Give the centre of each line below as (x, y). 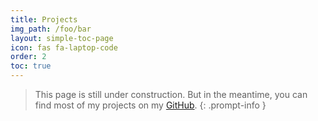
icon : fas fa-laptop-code (64, 47)
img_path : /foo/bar (51, 29)
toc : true (31, 66)
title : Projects (44, 19)
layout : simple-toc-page (62, 38)
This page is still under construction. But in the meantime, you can (171, 94)
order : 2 (28, 57)
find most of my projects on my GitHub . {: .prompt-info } (150, 105)
